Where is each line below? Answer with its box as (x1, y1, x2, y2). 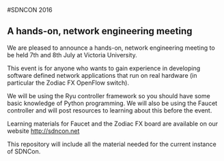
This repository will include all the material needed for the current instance (7, 140, 216, 148)
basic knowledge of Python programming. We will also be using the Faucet (7, 99, 218, 107)
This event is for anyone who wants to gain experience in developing (7, 64, 201, 72)
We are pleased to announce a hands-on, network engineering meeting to (7, 44, 215, 52)
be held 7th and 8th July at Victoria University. (7, 50, 138, 59)
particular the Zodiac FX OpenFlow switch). (7, 78, 130, 87)
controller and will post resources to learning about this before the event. (7, 106, 212, 115)
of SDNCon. (7, 147, 41, 156)
